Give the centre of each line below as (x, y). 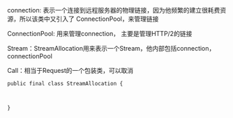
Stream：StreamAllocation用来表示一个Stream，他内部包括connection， (111, 48)
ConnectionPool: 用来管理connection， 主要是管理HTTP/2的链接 (100, 34)
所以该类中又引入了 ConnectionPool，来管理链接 (89, 19)
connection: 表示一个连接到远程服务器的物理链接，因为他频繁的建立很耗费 (114, 10)
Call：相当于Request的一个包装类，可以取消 (70, 70)
